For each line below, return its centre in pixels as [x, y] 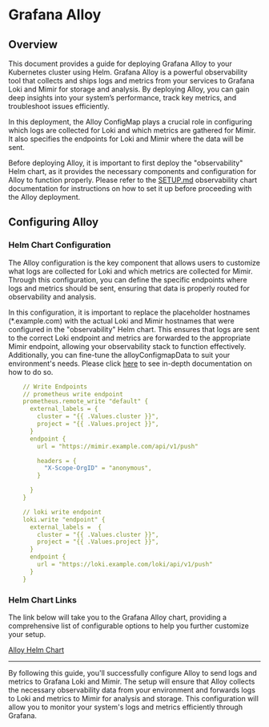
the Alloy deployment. [44, 197]
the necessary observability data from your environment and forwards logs [132, 690]
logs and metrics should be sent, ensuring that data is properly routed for [129, 288]
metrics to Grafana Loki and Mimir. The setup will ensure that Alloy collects [132, 681]
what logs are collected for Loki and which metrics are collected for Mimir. [131, 271]
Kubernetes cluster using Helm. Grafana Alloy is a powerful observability [128, 72]
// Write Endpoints [55, 387]
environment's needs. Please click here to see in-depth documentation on [130, 363]
